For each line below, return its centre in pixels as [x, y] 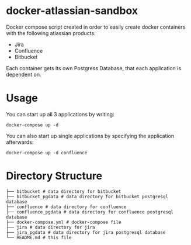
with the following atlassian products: [51, 33]
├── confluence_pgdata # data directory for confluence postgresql [90, 212]
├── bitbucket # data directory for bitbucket [64, 191]
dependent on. [24, 74]
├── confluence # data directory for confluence [66, 207]
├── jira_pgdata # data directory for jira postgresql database [86, 232]
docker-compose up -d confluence [47, 153]
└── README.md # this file [39, 237]
